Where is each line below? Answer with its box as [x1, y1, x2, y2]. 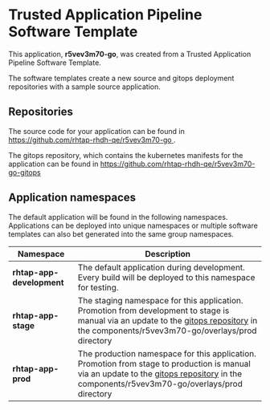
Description [144, 248, 191, 259]
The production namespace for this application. [77, 347, 257, 359]
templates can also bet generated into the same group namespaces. [8, 229, 235, 238]
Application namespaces [8, 191, 137, 205]
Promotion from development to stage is [77, 305, 230, 316]
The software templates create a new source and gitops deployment [8, 73, 235, 83]
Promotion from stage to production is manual [77, 358, 251, 369]
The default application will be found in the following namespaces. [8, 212, 228, 221]
